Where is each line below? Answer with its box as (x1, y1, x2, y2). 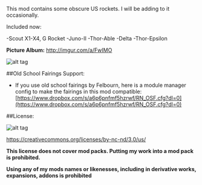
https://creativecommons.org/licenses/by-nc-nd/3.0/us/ (6, 136, 146, 143)
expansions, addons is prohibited (6, 172, 92, 179)
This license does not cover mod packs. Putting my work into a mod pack (6, 148, 194, 154)
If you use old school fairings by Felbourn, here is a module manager (15, 81, 186, 89)
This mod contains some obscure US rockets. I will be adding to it (6, 5, 170, 12)
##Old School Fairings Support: (6, 70, 85, 77)
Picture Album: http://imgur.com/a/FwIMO (6, 46, 112, 54)
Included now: (6, 24, 42, 30)
